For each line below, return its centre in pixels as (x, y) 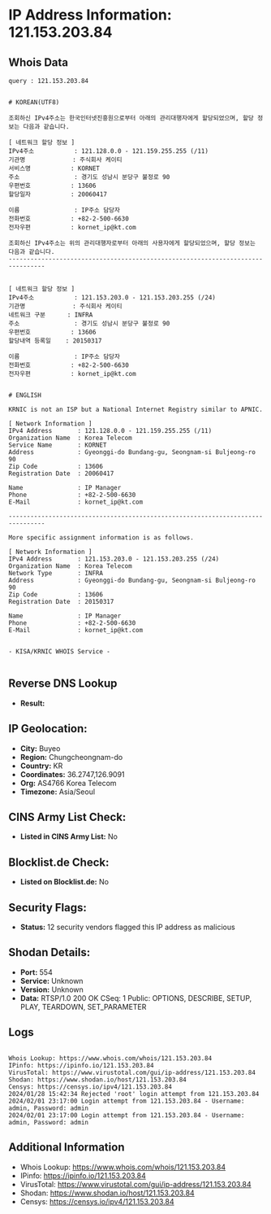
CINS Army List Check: (67, 817)
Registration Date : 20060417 (61, 474)
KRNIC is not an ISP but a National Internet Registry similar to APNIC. (136, 409)
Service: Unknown (52, 980)
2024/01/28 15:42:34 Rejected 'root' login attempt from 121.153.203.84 (134, 1094)
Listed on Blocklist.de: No (65, 882)
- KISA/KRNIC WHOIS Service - (60, 652)
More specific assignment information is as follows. (101, 538)
